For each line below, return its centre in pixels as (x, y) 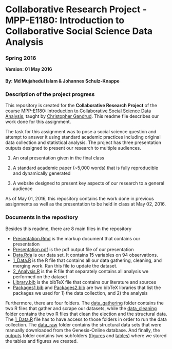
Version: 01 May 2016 (29, 69)
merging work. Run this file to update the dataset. (65, 265)
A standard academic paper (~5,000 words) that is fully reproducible (85, 168)
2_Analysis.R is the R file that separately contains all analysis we (81, 271)
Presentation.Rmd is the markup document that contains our (77, 238)
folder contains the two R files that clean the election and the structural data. (86, 314)
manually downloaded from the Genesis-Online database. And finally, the (83, 330)
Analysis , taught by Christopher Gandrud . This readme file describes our (82, 116)
